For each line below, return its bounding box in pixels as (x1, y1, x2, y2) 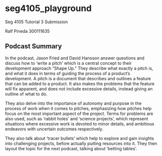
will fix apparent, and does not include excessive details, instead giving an (5, 85, 153, 92)
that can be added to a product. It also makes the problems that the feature (5, 81, 155, 86)
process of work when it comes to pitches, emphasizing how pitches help (5, 105, 152, 111)
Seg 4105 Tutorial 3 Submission (5, 19, 68, 25)
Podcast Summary (5, 42, 62, 51)
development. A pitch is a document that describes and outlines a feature (5, 75, 151, 81)
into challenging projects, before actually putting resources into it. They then (5, 141, 157, 146)
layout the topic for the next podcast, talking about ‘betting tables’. (5, 145, 137, 151)
